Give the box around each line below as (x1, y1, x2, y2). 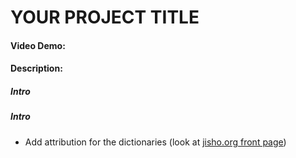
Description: (10, 62, 63, 75)
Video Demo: (10, 39, 66, 51)
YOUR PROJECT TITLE (10, 6, 200, 29)
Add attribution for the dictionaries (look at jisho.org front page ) (24, 136, 287, 148)
